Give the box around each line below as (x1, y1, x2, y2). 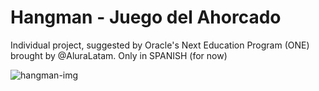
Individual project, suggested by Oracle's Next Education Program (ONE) (10, 39, 310, 51)
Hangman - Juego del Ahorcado (10, 6, 282, 29)
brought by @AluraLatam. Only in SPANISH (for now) (10, 49, 228, 61)
